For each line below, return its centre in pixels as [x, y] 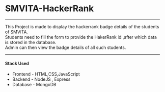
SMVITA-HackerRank [50, 9]
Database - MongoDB [34, 85]
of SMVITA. [17, 32]
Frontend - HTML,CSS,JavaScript [46, 74]
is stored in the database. [31, 42]
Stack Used [17, 63]
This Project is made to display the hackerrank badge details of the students [82, 26]
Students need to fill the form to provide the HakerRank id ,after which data [81, 37]
